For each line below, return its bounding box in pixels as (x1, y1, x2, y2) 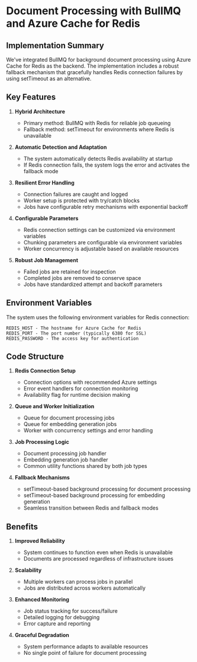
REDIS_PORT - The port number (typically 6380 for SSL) (6, 330, 147, 336)
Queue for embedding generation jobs (23, 421, 117, 428)
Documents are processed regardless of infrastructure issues (23, 555, 173, 562)
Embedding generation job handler (23, 456, 108, 463)
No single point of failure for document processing (23, 650, 147, 657)
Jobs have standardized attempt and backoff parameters (23, 281, 163, 288)
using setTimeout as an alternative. (6, 75, 92, 82)
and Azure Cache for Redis (6, 17, 140, 30)
